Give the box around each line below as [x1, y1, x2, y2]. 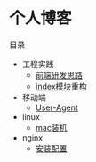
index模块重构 [35, 81, 87, 91]
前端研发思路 [35, 69, 83, 81]
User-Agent [35, 102, 78, 113]
